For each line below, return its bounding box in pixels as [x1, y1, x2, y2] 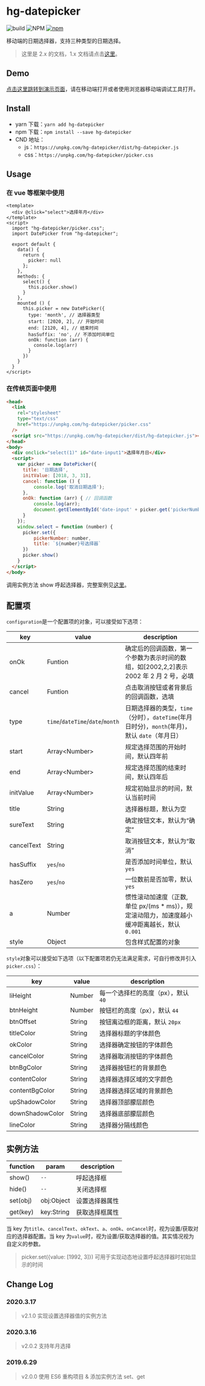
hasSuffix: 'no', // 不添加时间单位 [28, 332, 115, 338]
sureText [9, 821, 35, 829]
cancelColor [9, 1052, 45, 1061]
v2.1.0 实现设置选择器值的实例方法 [21, 1312, 107, 1319]
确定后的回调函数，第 [124, 644, 187, 653]
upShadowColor [9, 1098, 56, 1106]
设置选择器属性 [76, 1197, 119, 1206]
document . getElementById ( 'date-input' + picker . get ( [33, 506, 171, 513]
